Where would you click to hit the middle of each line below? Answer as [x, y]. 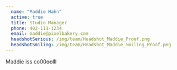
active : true [27, 17]
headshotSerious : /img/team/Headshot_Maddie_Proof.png [80, 39]
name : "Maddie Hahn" [36, 12]
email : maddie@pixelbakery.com [50, 34]
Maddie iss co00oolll [31, 61]
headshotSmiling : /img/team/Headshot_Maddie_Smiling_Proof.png [91, 45]
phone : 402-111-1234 [36, 28]
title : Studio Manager [39, 23]
